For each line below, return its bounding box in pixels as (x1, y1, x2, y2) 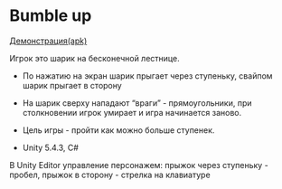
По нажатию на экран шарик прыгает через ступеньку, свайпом (22, 70, 273, 81)
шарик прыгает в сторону (22, 80, 122, 90)
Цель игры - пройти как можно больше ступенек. (22, 124, 215, 136)
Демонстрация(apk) (9, 35, 88, 46)
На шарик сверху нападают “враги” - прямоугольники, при (22, 97, 252, 109)
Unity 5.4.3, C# (22, 142, 80, 153)
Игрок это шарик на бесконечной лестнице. (9, 52, 180, 63)
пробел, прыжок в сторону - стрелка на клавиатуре (9, 169, 211, 180)
